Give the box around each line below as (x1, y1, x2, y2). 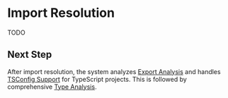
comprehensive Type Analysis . (7, 82, 97, 91)
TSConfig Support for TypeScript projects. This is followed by (7, 75, 188, 83)
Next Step (7, 49, 52, 61)
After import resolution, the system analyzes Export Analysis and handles (7, 67, 221, 75)
